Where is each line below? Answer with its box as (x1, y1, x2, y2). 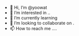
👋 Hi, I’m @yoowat (9, 5, 47, 10)
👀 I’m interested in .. (9, 10, 50, 16)
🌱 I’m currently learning (9, 15, 58, 20)
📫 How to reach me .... (9, 26, 57, 31)
